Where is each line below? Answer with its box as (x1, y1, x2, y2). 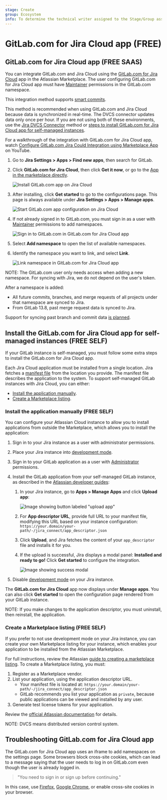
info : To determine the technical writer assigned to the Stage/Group (5, 16, 155, 21)
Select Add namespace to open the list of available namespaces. (12, 241, 146, 247)
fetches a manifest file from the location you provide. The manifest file (5, 370, 149, 376)
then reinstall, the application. (5, 612, 66, 618)
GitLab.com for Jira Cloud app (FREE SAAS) (5, 58, 143, 66)
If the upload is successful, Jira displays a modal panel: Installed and (19, 552, 162, 558)
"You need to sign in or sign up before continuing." (17, 774, 121, 780)
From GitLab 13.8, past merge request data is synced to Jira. (12, 305, 136, 311)
